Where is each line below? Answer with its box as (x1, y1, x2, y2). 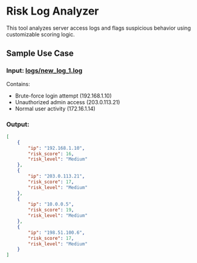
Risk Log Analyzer (6, 4, 99, 18)
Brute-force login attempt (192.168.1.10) (15, 92, 112, 99)
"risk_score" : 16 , (28, 150, 74, 157)
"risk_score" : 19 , (28, 207, 74, 213)
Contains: (6, 80, 30, 87)
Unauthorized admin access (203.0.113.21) (15, 98, 120, 105)
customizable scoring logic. (6, 30, 75, 38)
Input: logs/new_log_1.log (6, 67, 83, 75)
